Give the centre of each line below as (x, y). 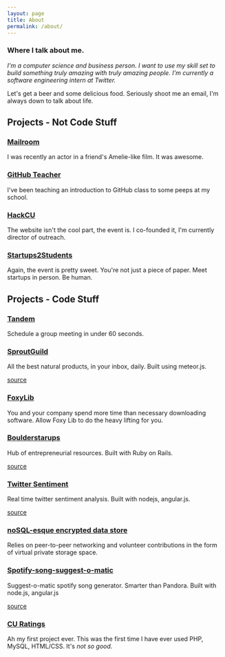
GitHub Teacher (34, 175)
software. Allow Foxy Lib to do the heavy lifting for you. (85, 420)
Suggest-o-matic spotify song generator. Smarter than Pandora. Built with (112, 585)
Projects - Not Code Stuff (62, 122)
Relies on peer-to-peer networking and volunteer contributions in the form (112, 545)
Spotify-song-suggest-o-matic (60, 570)
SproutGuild (28, 351)
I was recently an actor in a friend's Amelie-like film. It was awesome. (106, 157)
